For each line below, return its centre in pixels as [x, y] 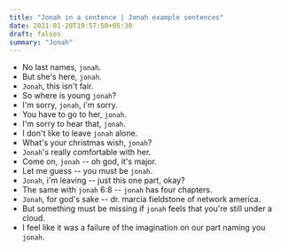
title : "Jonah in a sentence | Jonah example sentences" [117, 17]
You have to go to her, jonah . [74, 114]
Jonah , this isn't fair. [58, 86]
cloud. [34, 218]
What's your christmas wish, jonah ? [87, 143]
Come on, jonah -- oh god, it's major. [89, 161]
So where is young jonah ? [69, 96]
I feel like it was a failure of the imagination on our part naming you [144, 228]
